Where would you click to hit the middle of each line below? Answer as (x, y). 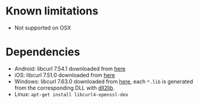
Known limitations (52, 11)
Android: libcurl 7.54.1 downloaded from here (70, 69)
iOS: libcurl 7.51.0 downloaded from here (65, 75)
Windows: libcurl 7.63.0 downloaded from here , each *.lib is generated (104, 81)
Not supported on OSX (43, 28)
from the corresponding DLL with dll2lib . (65, 88)
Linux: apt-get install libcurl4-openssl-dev (71, 94)
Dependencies (43, 52)
